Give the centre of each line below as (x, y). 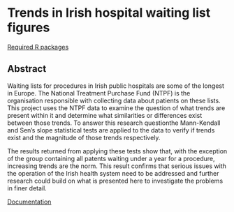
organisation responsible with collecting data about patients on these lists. (114, 100)
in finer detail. (27, 188)
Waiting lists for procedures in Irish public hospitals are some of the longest (116, 86)
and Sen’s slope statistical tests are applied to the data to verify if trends (111, 130)
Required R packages (38, 47)
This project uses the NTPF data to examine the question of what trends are (116, 108)
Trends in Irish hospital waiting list (109, 13)
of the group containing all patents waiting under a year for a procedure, (111, 158)
